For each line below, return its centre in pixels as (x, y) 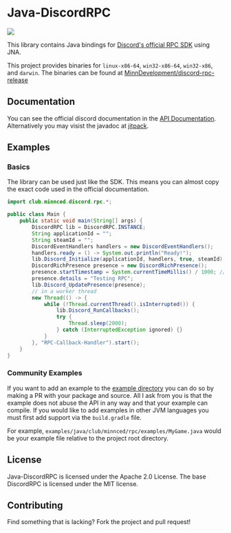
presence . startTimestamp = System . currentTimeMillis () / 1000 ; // (129, 272)
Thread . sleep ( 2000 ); (98, 323)
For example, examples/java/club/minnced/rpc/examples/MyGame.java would (114, 431)
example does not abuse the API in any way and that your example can (108, 403)
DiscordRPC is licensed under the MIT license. (73, 483)
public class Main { (37, 214)
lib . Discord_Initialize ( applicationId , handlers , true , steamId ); (129, 259)
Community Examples (45, 373)
